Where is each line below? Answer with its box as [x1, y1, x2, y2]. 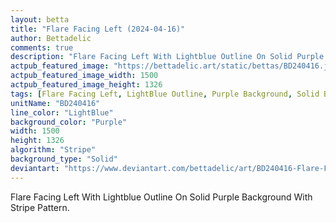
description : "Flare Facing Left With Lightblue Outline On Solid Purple [10, 52, 325, 62]
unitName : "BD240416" [10, 98, 101, 108]
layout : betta [10, 14, 70, 25]
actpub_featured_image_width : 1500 [10, 71, 159, 81]
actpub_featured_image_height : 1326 [10, 80, 163, 90]
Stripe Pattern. [10, 201, 70, 213]
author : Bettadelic [10, 33, 92, 43]
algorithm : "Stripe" [10, 145, 97, 155]
